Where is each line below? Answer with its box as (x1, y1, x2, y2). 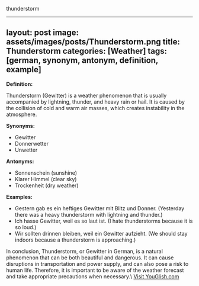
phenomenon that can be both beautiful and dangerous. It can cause (6, 254, 174, 261)
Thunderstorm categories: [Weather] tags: (6, 46, 168, 56)
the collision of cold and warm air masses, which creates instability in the (6, 104, 185, 111)
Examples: (6, 193, 33, 200)
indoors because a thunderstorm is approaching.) (14, 236, 136, 243)
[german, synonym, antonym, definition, (6, 56, 159, 66)
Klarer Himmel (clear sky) (14, 175, 77, 182)
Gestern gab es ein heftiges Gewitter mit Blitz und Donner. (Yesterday (14, 204, 185, 212)
